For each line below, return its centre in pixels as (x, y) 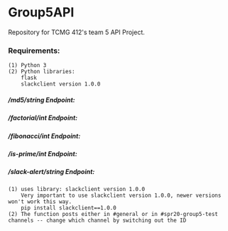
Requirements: (34, 51)
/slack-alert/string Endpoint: (51, 172)
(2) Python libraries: (42, 72)
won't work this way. (40, 201)
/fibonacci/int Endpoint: (44, 135)
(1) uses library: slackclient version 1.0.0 (76, 189)
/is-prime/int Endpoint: (43, 153)
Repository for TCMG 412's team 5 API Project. (76, 32)
